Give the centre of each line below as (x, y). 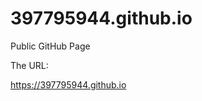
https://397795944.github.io (68, 84)
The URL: (29, 65)
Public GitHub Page (50, 46)
